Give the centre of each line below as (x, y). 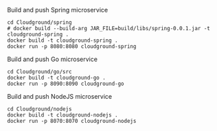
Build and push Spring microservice (58, 10)
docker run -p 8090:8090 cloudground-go (66, 84)
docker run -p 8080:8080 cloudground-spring (72, 47)
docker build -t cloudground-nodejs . (62, 115)
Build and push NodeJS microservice (59, 96)
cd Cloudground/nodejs (39, 109)
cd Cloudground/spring (39, 23)
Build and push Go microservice (53, 59)
